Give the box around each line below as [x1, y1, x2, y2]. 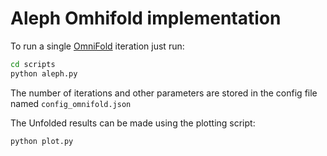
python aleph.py [10, 68, 78, 79]
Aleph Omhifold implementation [10, 7, 282, 30]
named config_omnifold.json [10, 97, 132, 109]
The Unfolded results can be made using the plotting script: [10, 117, 256, 129]
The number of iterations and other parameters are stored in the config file [10, 87, 318, 99]
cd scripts [10, 59, 56, 69]
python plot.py [10, 136, 74, 146]
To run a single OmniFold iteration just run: [10, 40, 185, 52]
